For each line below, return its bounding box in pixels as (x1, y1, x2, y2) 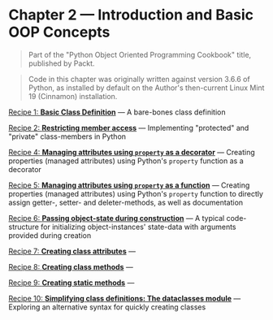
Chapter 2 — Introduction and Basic (8, 6, 254, 24)
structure (8, 222, 39, 231)
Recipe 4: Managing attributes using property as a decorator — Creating (8, 147, 255, 157)
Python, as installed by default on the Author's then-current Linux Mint (28, 83, 265, 93)
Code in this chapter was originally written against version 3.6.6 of (28, 74, 250, 84)
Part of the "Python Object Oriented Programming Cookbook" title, (28, 50, 252, 59)
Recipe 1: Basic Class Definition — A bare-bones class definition (8, 107, 226, 117)
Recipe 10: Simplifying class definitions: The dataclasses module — (8, 293, 241, 303)
